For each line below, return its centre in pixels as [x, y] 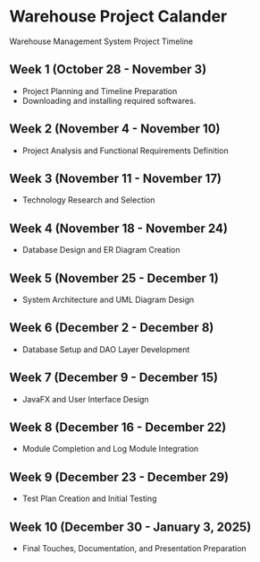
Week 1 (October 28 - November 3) [108, 69]
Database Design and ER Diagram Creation [101, 250]
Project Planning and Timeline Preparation [100, 91]
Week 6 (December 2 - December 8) [112, 328]
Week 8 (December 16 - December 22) [118, 428]
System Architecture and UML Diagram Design [108, 299]
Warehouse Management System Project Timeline [101, 41]
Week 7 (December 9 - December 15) [114, 378]
